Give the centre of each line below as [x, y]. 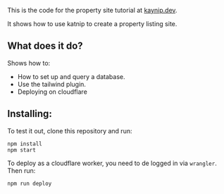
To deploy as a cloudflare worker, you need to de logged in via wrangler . [112, 163]
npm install [25, 144]
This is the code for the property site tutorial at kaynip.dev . [92, 10]
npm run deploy [30, 183]
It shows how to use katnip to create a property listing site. [92, 24]
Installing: [30, 114]
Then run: [21, 170]
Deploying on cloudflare [52, 92]
